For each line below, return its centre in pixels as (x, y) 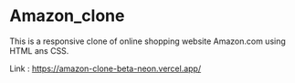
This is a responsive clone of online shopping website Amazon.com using (147, 41)
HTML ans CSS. (39, 50)
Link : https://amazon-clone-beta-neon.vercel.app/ (105, 68)
